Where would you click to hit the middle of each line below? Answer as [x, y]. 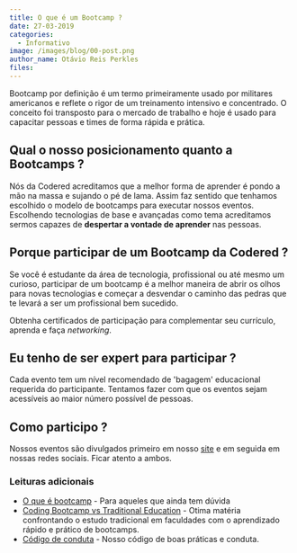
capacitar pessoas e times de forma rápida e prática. [107, 121]
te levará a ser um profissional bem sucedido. [94, 303]
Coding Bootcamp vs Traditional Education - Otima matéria [131, 511]
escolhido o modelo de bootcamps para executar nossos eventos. [132, 205]
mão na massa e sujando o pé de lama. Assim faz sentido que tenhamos [143, 195]
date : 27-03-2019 [42, 26]
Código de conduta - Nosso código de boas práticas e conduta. [140, 540]
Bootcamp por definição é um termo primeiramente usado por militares [141, 93]
